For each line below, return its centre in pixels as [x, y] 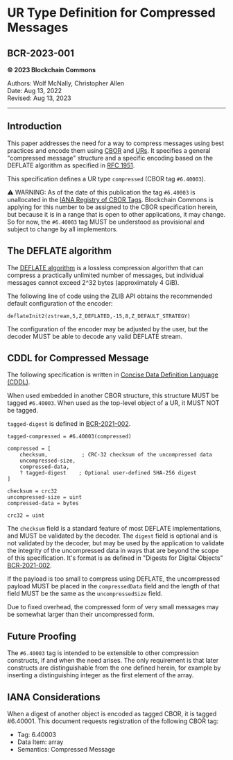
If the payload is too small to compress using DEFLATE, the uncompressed [114, 579]
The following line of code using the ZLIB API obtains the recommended [110, 296]
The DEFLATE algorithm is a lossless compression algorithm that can [105, 267]
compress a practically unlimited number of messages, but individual [106, 275]
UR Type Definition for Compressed [112, 13]
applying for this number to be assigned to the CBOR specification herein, [112, 207]
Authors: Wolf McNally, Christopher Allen [66, 83]
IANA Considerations [54, 697]
